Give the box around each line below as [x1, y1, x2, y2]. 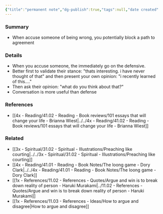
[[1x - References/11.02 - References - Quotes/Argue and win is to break [12, 177, 158, 183]
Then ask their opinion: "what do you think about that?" [12, 84, 124, 90]
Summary [5, 23, 29, 30]
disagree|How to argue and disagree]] [12, 203, 90, 209]
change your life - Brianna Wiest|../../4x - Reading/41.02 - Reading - [12, 118, 149, 123]
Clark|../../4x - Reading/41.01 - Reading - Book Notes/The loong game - [12, 167, 156, 173]
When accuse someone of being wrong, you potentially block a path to [12, 34, 155, 40]
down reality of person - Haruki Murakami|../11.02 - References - [12, 182, 143, 189]
